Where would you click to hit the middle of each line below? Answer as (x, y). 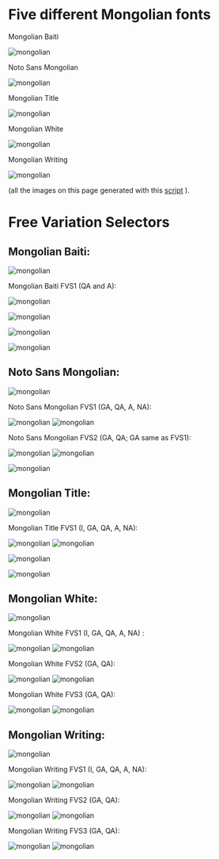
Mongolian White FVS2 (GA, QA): (62, 664)
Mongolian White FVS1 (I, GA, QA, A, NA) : (76, 633)
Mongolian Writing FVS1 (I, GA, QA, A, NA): (77, 769)
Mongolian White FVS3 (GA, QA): (62, 695)
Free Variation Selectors (89, 222)
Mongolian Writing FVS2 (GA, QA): (64, 800)
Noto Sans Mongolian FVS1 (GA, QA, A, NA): (80, 407)
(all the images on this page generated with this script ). (99, 190)
